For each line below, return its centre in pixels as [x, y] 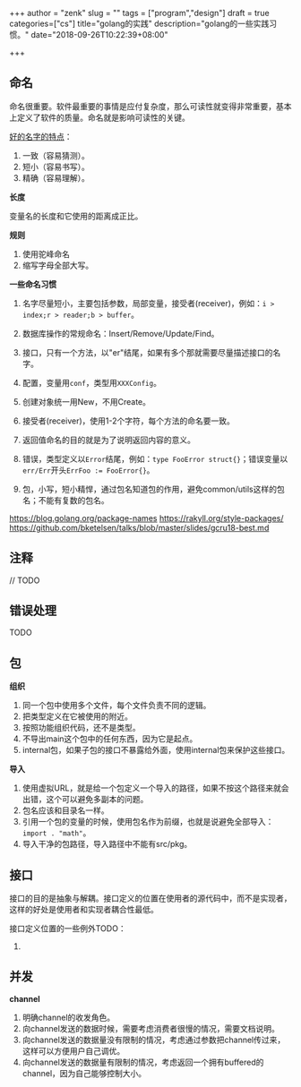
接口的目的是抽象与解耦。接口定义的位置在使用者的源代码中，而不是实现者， [150, 898]
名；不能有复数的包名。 [65, 500]
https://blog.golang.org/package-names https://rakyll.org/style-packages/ [146, 518]
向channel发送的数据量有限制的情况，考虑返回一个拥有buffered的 [143, 1062]
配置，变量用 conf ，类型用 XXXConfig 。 [91, 382]
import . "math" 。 [56, 833]
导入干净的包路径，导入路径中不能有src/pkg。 [107, 844]
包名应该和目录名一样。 [65, 810]
